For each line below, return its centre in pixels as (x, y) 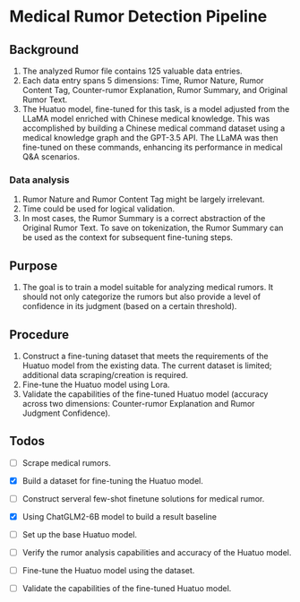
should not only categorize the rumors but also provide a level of (141, 297)
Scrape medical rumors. (67, 462)
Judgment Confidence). (66, 413)
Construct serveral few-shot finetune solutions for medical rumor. (143, 498)
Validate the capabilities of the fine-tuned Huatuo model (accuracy (145, 394)
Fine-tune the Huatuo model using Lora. (96, 384)
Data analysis (39, 179)
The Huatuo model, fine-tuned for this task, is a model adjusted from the (156, 109)
